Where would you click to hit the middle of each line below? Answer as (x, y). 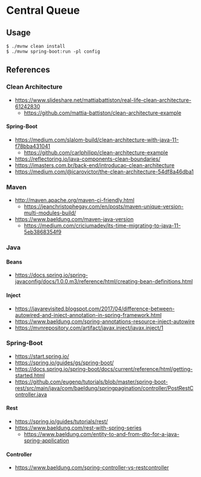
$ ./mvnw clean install (36, 46)
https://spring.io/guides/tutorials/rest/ (61, 422)
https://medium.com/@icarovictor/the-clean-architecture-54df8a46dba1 (104, 171)
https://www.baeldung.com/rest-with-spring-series (78, 428)
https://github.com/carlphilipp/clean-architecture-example (96, 152)
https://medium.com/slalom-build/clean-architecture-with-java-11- (97, 140)
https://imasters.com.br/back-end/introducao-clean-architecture (95, 165)
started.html (30, 375)
